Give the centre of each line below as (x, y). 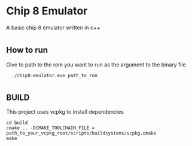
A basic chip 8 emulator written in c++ (53, 28)
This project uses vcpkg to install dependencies (65, 112)
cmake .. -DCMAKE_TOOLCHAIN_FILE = (51, 128)
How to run (27, 50)
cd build (17, 123)
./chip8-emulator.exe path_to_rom (54, 75)
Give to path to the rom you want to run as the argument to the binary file (96, 65)
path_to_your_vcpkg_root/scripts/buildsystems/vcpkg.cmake (81, 133)
